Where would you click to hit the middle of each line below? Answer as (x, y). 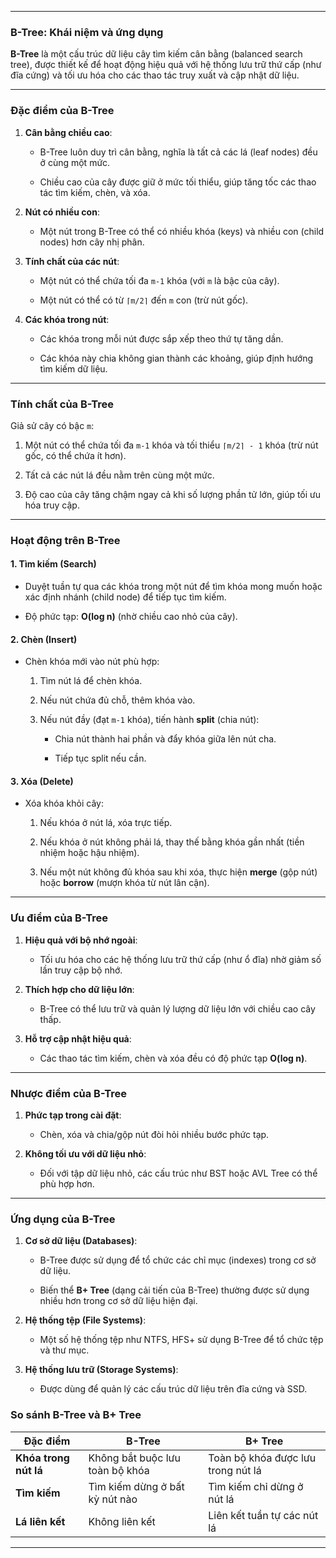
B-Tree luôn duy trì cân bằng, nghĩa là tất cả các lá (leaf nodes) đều (178, 152)
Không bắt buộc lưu (134, 1458)
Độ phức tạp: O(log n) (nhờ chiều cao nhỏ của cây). (131, 617)
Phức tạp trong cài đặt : (73, 1115)
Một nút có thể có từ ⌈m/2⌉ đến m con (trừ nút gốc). (144, 300)
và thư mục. (64, 1350)
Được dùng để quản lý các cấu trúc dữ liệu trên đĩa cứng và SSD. (173, 1389)
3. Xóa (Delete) (42, 781)
